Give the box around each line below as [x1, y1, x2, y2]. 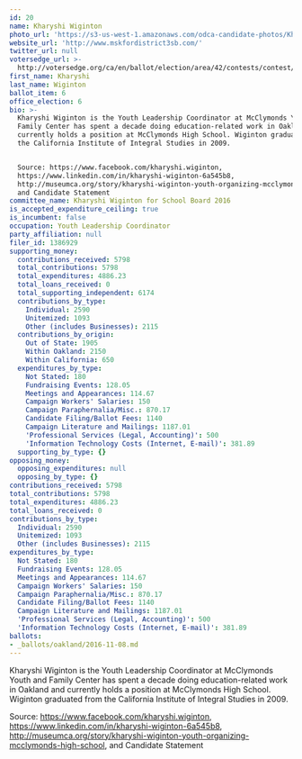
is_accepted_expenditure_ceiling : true [9, 204, 159, 214]
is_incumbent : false [9, 213, 87, 222]
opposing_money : [9, 456, 70, 465]
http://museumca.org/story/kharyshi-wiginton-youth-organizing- [9, 730, 250, 741]
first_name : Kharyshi [9, 72, 91, 81]
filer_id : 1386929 [9, 238, 78, 248]
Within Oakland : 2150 [25, 348, 106, 357]
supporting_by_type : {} [17, 447, 106, 456]
